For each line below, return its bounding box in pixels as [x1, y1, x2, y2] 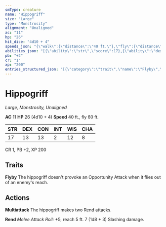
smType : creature [5, 7, 41, 12]
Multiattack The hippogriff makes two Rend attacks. [5, 207, 112, 213]
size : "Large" [5, 16, 35, 21]
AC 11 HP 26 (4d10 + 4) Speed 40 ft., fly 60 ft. [5, 114, 99, 120]
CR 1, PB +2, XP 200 [5, 147, 46, 152]
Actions [5, 193, 30, 202]
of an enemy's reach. [5, 179, 48, 185]
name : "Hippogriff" [5, 12, 45, 17]
